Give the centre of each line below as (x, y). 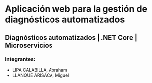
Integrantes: (20, 59)
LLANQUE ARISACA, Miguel (41, 75)
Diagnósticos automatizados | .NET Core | (71, 38)
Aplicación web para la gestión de (76, 9)
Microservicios (29, 45)
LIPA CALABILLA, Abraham (40, 70)
